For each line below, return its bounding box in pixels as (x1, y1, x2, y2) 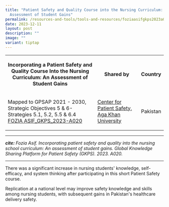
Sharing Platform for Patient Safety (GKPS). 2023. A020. (5, 151, 123, 157)
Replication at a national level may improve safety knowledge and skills (5, 185, 152, 191)
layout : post (5, 26, 33, 31)
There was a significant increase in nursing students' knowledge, (5, 165, 140, 171)
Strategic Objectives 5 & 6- (8, 104, 73, 111)
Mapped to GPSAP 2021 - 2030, (8, 98, 87, 105)
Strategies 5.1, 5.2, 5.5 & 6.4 (8, 111, 76, 118)
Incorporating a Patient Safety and (8, 61, 93, 68)
